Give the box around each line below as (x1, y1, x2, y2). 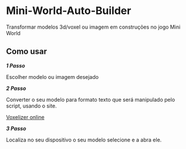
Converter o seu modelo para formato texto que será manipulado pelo (6, 96, 175, 103)
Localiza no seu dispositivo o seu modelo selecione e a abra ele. (6, 136, 162, 143)
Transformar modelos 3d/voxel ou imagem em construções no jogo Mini (6, 23, 181, 30)
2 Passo (6, 85, 26, 92)
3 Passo (6, 124, 26, 132)
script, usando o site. (6, 102, 57, 109)
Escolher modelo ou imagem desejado (6, 73, 99, 80)
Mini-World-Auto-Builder (6, 4, 131, 18)
